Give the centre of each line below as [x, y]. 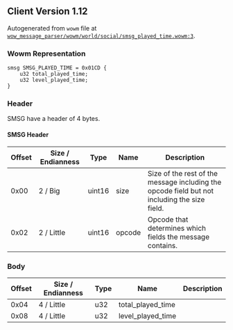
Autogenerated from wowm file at [52, 28]
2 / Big [49, 190]
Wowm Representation [46, 53]
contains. [163, 245]
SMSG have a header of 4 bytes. [54, 119]
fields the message [179, 237]
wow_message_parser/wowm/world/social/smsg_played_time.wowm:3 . [101, 35]
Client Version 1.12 [48, 11]
